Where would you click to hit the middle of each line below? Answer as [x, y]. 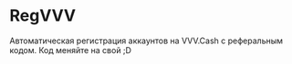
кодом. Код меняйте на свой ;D [71, 50]
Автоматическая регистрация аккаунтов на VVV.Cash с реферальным [146, 41]
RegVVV [42, 16]
